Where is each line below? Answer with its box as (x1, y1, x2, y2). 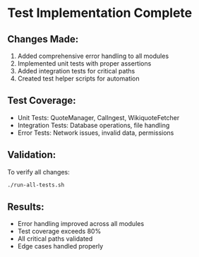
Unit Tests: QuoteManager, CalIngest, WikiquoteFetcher (17, 113, 180, 121)
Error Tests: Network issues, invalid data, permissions (17, 128, 174, 137)
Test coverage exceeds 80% (17, 227, 102, 236)
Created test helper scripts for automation (17, 74, 140, 83)
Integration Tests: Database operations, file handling (17, 121, 170, 129)
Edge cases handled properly (17, 242, 104, 251)
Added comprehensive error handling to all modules (17, 52, 169, 60)
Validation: (7, 149, 56, 161)
